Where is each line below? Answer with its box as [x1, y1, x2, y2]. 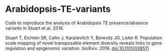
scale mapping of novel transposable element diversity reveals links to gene [5, 40, 162, 46]
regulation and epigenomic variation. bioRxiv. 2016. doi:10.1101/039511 [5, 45, 149, 51]
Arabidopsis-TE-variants [5, 3, 111, 15]
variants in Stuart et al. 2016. [5, 25, 64, 31]
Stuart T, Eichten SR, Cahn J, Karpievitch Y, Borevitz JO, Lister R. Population [5, 35, 162, 41]
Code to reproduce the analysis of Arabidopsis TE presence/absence [5, 20, 148, 26]
